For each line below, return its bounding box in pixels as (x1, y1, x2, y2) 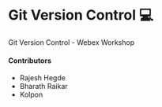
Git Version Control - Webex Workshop (8, 37, 135, 47)
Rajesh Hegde (19, 73, 66, 83)
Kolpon (19, 90, 43, 99)
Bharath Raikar (19, 82, 69, 91)
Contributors (8, 56, 52, 65)
